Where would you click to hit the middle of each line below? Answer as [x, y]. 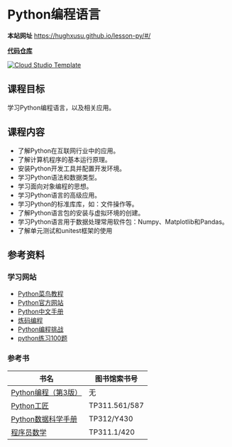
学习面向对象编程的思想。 [55, 186]
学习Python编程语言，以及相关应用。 [61, 107]
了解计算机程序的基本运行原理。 [64, 159]
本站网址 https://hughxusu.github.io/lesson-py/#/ [79, 36]
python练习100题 [43, 338]
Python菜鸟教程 [40, 294]
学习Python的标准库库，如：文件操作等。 [78, 204]
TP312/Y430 [111, 419]
